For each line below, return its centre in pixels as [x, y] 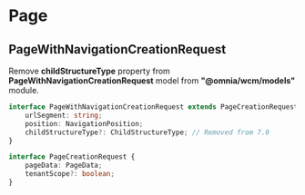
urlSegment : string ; [64, 115]
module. [24, 90]
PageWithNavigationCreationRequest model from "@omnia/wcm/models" [152, 81]
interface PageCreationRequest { [72, 157]
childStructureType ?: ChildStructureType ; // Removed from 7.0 [147, 132]
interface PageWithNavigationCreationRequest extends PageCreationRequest [153, 107]
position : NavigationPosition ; [84, 123]
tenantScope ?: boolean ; [70, 174]
